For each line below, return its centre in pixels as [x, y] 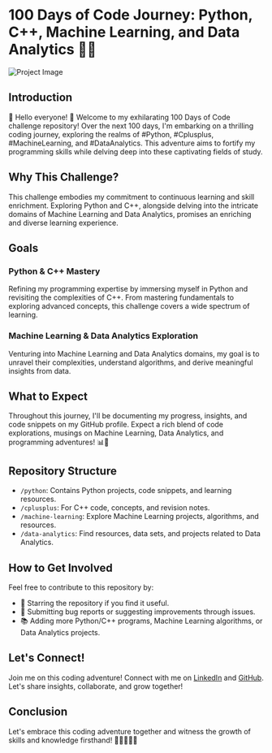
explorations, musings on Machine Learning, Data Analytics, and [116, 433]
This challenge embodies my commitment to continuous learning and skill [132, 197]
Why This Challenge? [64, 177]
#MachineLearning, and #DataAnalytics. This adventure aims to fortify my [132, 143]
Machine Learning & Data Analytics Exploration [104, 336]
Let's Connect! [47, 658]
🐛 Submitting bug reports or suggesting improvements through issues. [138, 612]
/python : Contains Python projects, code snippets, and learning [126, 491]
